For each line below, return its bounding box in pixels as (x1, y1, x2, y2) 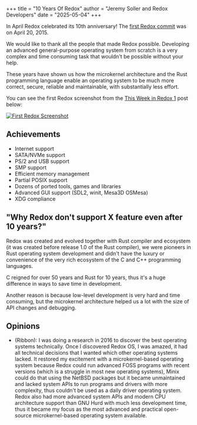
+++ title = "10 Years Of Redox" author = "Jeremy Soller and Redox (6, 5, 168, 12)
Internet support (14, 145, 55, 152)
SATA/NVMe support (14, 151, 66, 158)
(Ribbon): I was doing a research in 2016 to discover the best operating (14, 336, 187, 344)
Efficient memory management (14, 170, 90, 177)
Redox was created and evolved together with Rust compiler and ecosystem (6, 237, 191, 244)
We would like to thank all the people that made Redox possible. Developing (6, 41, 190, 47)
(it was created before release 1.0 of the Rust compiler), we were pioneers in (6, 243, 191, 250)
